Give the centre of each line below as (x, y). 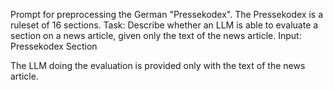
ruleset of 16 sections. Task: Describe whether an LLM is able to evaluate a (164, 25)
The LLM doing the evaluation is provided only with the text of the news (158, 65)
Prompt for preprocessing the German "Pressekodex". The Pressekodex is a (167, 14)
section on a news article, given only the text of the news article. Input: (156, 35)
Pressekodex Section (54, 46)
